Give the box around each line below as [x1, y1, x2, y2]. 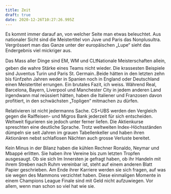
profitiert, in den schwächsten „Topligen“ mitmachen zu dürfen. [5, 98, 139, 104]
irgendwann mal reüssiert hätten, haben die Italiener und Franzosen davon [5, 92, 162, 99]
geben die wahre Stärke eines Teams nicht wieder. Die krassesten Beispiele [5, 65, 165, 71]
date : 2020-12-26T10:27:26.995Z [5, 17, 74, 22]
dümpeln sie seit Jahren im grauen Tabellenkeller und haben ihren [5, 129, 145, 136]
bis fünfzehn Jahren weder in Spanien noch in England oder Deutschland [5, 76, 160, 82]
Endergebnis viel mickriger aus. [5, 47, 72, 54]
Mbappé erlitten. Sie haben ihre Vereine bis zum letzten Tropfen [5, 150, 140, 157]
